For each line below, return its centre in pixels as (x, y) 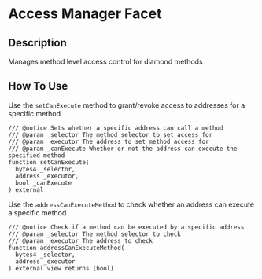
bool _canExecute (44, 183)
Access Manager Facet (85, 14)
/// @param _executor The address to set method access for (109, 141)
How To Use (38, 86)
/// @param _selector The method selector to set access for (111, 134)
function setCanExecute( (49, 162)
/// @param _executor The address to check (81, 240)
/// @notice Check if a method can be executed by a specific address (126, 227)
